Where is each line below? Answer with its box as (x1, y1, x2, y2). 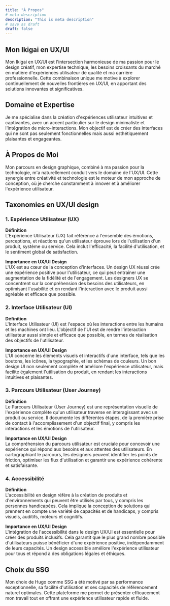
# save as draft (5, 21, 40, 27)
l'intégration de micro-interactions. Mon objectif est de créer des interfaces (5, 125, 163, 131)
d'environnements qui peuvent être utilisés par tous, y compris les (5, 498, 144, 504)
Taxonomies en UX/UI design (5, 200, 99, 209)
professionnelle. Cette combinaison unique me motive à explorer (5, 75, 141, 81)
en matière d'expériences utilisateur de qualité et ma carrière (5, 69, 133, 75)
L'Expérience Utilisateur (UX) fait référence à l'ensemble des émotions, (5, 233, 154, 239)
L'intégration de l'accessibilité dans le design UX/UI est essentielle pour (5, 529, 155, 535)
